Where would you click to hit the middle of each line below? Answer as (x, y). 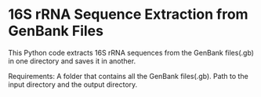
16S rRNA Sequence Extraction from (128, 14)
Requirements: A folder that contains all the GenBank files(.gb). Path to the (128, 76)
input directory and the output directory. (73, 84)
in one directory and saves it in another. (72, 61)
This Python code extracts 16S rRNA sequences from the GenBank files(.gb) (131, 52)
